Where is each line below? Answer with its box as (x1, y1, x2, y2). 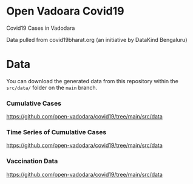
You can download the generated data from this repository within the (6, 77, 179, 84)
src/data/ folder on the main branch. (6, 84, 98, 91)
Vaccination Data (6, 157, 58, 165)
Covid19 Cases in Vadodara (6, 24, 75, 32)
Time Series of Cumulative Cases (6, 128, 107, 137)
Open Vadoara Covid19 (6, 4, 124, 18)
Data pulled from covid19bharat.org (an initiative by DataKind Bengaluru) (6, 36, 188, 43)
